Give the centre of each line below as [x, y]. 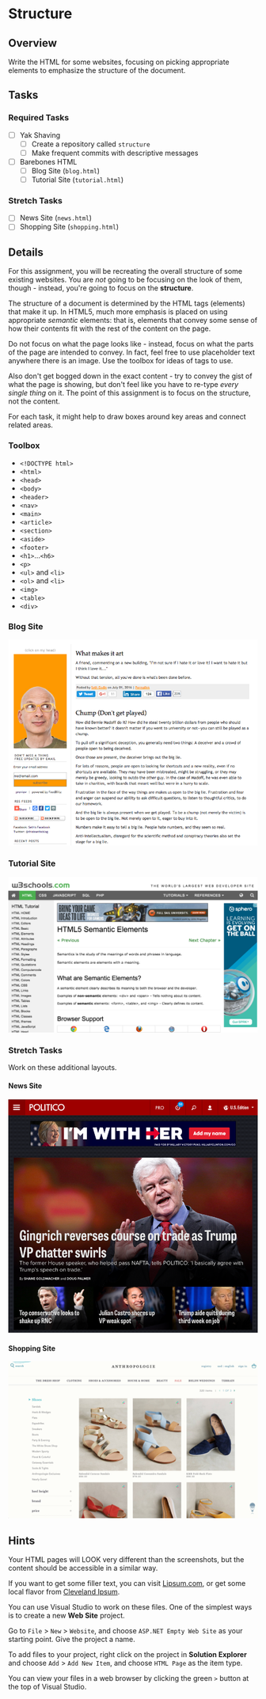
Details [26, 252]
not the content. [34, 401]
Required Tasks [39, 118]
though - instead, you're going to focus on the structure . [101, 288]
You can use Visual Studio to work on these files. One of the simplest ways [130, 1607]
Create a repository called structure [91, 144]
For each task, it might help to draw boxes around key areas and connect [127, 417]
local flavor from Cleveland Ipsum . [64, 1592]
